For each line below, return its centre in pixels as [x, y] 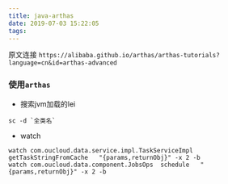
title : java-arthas [41, 16]
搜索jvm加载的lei [48, 104]
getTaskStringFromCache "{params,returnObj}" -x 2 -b [104, 157]
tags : [17, 31]
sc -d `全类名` [32, 121]
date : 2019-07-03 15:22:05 [54, 23]
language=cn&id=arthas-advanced [63, 63]
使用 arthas [30, 85]
